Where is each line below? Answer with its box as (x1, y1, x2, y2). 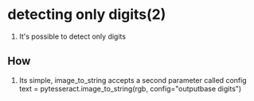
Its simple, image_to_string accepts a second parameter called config (18, 75, 248, 84)
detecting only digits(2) (7, 6, 166, 24)
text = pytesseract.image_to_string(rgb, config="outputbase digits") (18, 84, 242, 93)
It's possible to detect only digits (18, 32, 127, 41)
